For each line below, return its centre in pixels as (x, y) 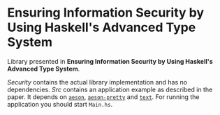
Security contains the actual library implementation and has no (97, 82)
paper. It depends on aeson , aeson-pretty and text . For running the (103, 97)
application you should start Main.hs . (60, 104)
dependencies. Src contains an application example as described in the (110, 89)
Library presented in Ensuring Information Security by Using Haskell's (110, 61)
